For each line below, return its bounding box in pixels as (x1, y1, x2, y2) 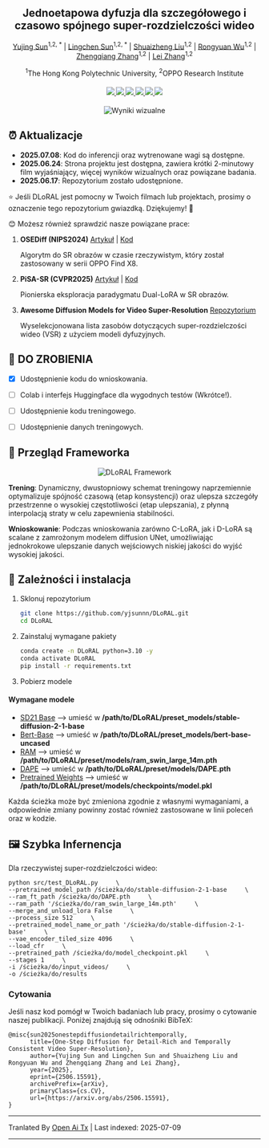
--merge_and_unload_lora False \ (8, 906, 134, 914)
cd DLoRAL (19, 617, 54, 625)
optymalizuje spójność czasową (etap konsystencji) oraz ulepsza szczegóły (8, 491, 259, 501)
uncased (19, 739, 50, 748)
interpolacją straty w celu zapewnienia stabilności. (8, 508, 175, 518)
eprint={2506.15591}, (29, 1073, 102, 1081)
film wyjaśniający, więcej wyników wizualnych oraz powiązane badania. (19, 167, 257, 177)
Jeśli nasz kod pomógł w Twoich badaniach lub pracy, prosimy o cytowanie (8, 1007, 258, 1016)
